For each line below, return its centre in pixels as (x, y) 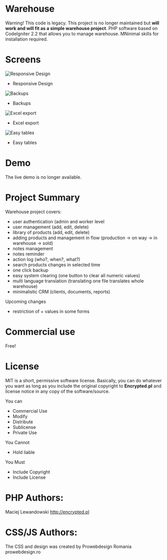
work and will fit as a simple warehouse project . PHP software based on (81, 28)
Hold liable (24, 452)
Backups (22, 103)
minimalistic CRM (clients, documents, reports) (61, 291)
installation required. (27, 39)
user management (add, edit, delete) (51, 227)
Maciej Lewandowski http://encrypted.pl (47, 512)
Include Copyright (31, 472)
